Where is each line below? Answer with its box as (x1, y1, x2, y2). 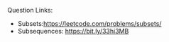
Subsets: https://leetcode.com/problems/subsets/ (17, 20, 162, 27)
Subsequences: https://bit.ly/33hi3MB (17, 27, 129, 35)
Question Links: (7, 6, 53, 14)
